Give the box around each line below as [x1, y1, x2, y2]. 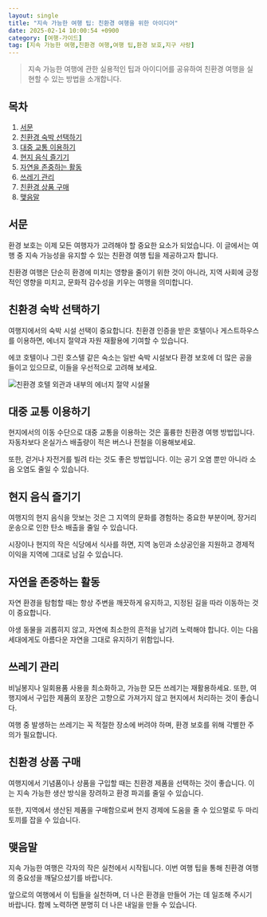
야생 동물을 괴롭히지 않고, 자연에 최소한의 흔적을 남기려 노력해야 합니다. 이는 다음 [8, 625, 259, 634]
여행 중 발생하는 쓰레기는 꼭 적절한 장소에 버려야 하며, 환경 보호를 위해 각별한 [8, 719, 246, 730]
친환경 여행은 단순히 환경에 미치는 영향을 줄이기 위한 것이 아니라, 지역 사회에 [8, 267, 245, 277]
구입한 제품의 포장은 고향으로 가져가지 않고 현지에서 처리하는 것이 [35, 693, 238, 703]
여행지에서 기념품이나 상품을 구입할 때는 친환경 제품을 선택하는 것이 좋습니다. [8, 778, 247, 788]
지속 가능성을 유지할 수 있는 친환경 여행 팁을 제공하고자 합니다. [25, 250, 218, 260]
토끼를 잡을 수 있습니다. [8, 815, 81, 825]
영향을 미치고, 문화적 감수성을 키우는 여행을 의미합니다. [22, 277, 194, 287]
